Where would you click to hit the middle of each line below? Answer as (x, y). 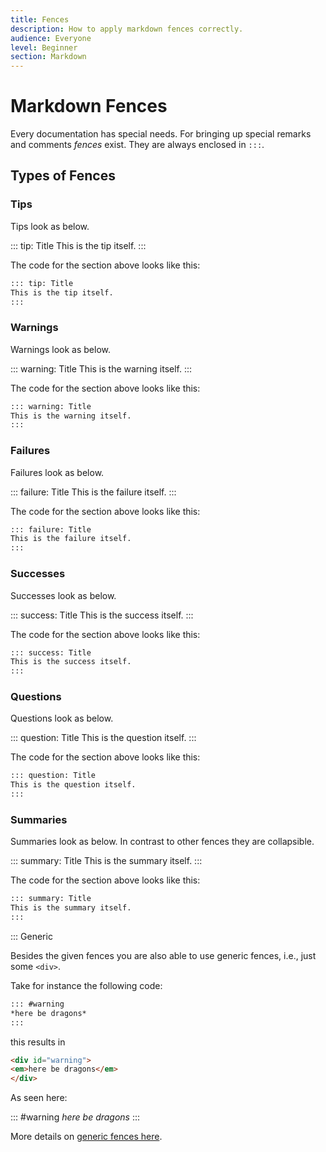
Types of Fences (63, 176)
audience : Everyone (51, 38)
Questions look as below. (62, 718)
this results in (38, 1042)
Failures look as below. (57, 472)
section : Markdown (48, 57)
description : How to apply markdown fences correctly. (127, 29)
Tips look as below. (50, 226)
